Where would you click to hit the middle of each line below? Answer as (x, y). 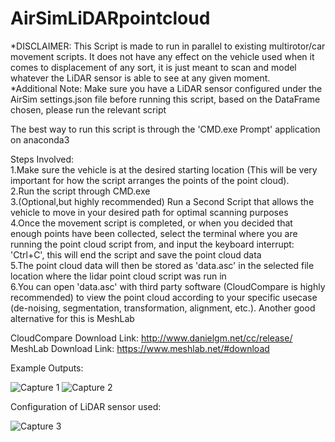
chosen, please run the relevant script (88, 109)
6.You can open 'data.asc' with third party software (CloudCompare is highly (168, 286)
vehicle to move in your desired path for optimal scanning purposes (149, 212)
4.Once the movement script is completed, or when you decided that (151, 223)
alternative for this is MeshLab (72, 318)
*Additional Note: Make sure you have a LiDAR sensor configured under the (166, 88)
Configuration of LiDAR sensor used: (86, 406)
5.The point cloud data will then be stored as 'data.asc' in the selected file (162, 265)
